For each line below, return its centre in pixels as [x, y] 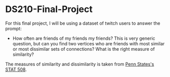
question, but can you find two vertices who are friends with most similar [89, 43]
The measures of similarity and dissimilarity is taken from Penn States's [80, 64]
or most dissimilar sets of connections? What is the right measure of [84, 49]
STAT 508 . [16, 69]
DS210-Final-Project [49, 9]
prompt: [13, 28]
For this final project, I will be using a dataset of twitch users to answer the [83, 23]
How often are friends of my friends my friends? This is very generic [84, 38]
